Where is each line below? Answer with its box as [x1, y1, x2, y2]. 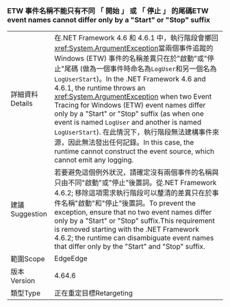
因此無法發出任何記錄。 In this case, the [68, 138, 194, 147]
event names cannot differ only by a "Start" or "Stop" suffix [7, 15, 211, 25]
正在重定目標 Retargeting [54, 288, 133, 298]
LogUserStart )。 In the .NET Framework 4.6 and [54, 74, 207, 84]
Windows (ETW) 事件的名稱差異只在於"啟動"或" [54, 53, 207, 63]
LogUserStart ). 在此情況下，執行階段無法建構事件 [54, 127, 213, 137]
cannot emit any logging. [54, 156, 134, 165]
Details [10, 99, 33, 108]
